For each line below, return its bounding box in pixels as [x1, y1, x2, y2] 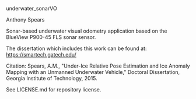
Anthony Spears [6, 16, 45, 23]
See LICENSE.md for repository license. [6, 86, 101, 93]
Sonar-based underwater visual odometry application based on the [6, 27, 167, 34]
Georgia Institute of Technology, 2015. [6, 75, 97, 82]
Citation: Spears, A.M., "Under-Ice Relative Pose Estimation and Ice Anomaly [6, 62, 190, 69]
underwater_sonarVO [6, 5, 57, 12]
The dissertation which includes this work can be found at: [6, 45, 147, 52]
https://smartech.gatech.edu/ [6, 51, 77, 58]
